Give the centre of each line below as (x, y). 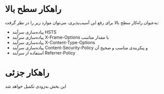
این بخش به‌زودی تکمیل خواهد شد (36, 86)
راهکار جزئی (27, 73)
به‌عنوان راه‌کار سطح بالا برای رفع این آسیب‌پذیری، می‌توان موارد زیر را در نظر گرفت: (82, 23)
